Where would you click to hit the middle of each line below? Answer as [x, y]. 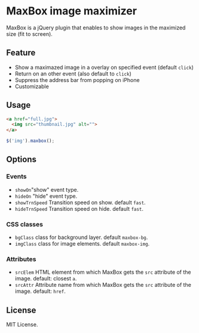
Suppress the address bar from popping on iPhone [77, 80]
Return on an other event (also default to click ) [73, 74]
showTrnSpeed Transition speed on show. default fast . [80, 202]
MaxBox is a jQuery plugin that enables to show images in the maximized [96, 28]
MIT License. [22, 325]
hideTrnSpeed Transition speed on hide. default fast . [79, 208]
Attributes [21, 259]
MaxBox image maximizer [72, 11]
